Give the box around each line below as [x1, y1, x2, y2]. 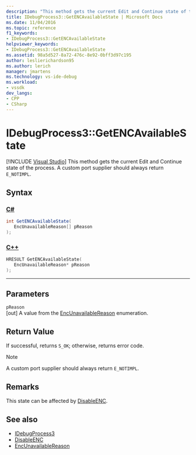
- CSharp [6, 101, 27, 107]
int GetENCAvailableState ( [6, 218, 72, 224]
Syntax [6, 187, 33, 197]
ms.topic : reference [6, 25, 57, 31]
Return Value [6, 326, 54, 337]
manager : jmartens [6, 69, 51, 74]
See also [6, 414, 38, 425]
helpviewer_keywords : [6, 42, 59, 47]
